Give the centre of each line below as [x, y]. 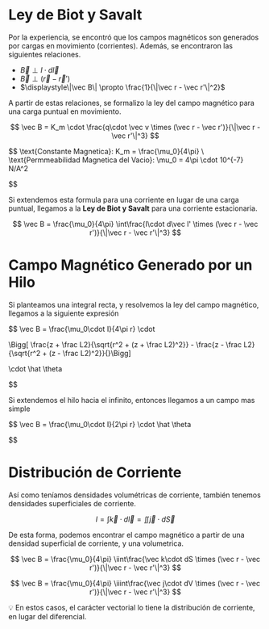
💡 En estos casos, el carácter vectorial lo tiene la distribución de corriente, [132, 607]
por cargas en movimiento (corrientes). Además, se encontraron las [121, 45]
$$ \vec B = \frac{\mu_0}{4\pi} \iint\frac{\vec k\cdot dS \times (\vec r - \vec [135, 559]
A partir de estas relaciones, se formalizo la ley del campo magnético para [132, 103]
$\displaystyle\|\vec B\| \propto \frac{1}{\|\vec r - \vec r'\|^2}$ [122, 87]
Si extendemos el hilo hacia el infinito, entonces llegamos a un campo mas [132, 400]
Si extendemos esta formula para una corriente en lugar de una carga [124, 199]
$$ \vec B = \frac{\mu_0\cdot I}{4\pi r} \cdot [82, 329]
